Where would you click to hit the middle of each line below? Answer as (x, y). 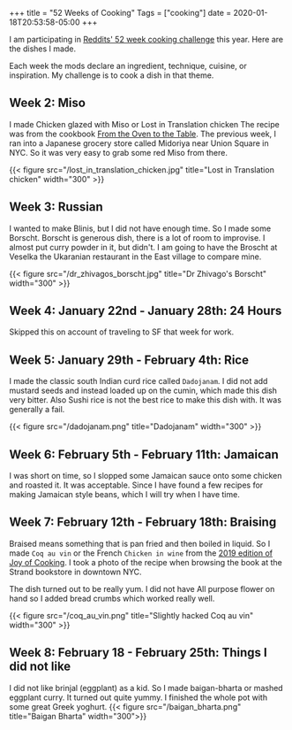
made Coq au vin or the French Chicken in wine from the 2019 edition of (141, 553)
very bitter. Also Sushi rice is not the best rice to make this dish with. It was (146, 400)
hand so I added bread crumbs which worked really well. (112, 598)
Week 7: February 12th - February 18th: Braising (143, 523)
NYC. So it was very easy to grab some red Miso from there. (118, 152)
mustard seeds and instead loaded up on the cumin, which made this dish (143, 391)
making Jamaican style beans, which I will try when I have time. (124, 495)
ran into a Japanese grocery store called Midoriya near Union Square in (139, 143)
